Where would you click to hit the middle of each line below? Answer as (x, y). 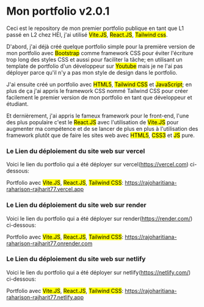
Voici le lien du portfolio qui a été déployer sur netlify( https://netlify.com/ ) (99, 272)
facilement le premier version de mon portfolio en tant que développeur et (99, 97)
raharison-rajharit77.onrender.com (49, 243)
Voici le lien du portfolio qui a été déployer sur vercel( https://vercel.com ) (97, 165)
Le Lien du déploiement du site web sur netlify (76, 259)
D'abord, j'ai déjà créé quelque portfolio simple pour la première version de (101, 46)
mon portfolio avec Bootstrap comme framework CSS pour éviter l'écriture (100, 53)
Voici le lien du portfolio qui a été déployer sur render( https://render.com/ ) (100, 218)
